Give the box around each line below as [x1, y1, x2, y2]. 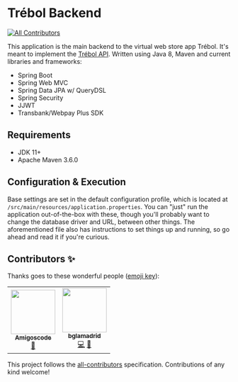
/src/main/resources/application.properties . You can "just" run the [7, 202, 209, 210]
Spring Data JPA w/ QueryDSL [17, 86, 106, 94]
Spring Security [17, 94, 64, 102]
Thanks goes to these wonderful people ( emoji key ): [7, 271, 160, 281]
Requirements [7, 129, 71, 141]
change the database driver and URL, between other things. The [7, 218, 195, 226]
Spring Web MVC [17, 78, 69, 86]
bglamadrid [68, 332, 101, 340]
